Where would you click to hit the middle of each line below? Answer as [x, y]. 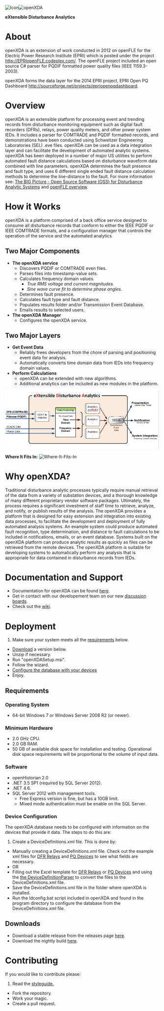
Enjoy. [18, 675]
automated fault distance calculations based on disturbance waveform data [81, 161]
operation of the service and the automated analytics [59, 235]
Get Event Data [28, 347]
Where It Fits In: [22, 457]
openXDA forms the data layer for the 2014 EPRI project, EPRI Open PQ [77, 80]
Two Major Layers [33, 336]
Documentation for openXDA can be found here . [61, 591]
